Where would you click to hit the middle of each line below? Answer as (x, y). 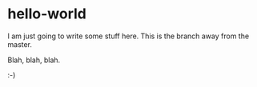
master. (20, 44)
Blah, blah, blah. (34, 60)
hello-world (47, 14)
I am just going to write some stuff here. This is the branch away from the (128, 36)
